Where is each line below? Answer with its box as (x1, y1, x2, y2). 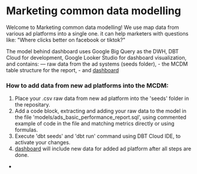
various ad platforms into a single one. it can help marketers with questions (6, 30, 189, 37)
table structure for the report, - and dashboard (6, 66, 119, 73)
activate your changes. (14, 139, 71, 146)
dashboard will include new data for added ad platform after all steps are (14, 145, 192, 152)
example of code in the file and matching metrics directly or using (14, 120, 175, 127)
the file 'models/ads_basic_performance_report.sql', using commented (14, 114, 187, 121)
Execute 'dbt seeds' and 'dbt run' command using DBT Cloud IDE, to (14, 133, 181, 140)
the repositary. (14, 101, 50, 108)
